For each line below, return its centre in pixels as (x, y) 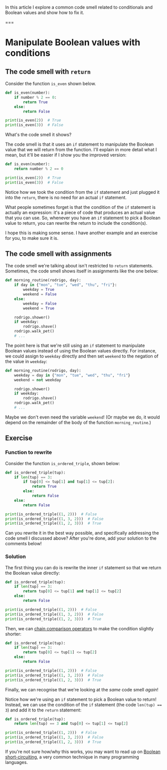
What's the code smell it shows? (38, 135)
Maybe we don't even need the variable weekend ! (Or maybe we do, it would (83, 417)
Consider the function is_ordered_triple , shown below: (63, 463)
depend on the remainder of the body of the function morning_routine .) (78, 422)
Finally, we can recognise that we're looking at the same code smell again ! (82, 689)
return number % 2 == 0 (39, 169)
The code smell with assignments (59, 254)
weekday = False (40, 303)
